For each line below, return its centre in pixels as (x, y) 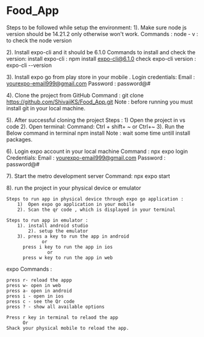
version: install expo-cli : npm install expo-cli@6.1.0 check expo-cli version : (101, 59)
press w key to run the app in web (68, 257)
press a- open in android (39, 291)
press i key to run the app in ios (68, 247)
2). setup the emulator (58, 231)
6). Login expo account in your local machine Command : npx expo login (97, 151)
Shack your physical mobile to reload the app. (68, 328)
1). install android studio (53, 225)
